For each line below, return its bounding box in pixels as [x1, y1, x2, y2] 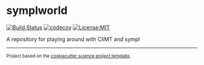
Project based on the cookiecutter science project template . [6, 53, 132, 59]
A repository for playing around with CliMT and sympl [6, 35, 140, 43]
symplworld [6, 4, 68, 18]
